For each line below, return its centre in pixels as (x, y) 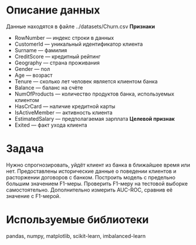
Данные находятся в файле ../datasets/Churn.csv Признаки (81, 26)
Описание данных (53, 10)
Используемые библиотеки (77, 220)
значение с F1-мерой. (33, 196)
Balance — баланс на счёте (49, 87)
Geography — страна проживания (57, 63)
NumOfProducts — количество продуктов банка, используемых (94, 94)
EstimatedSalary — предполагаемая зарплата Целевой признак (94, 118)
